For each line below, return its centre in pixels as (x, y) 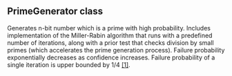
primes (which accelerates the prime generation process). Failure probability (116, 50)
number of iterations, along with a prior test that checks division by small (110, 42)
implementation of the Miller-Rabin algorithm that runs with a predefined (110, 35)
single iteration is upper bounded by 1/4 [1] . (69, 64)
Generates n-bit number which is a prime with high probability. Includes (109, 28)
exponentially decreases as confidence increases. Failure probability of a (111, 57)
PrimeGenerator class (55, 11)
